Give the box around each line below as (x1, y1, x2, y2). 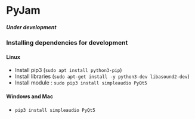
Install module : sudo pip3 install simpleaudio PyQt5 (14, 79, 147, 86)
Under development (6, 23, 57, 30)
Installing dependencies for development (6, 39, 128, 47)
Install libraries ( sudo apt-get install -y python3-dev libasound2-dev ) (14, 73, 190, 80)
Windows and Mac (6, 93, 54, 100)
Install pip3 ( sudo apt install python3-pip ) (14, 67, 122, 74)
